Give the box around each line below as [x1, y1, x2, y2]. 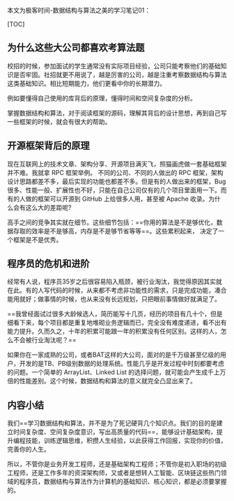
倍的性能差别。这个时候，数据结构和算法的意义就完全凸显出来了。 [7, 377, 196, 385]
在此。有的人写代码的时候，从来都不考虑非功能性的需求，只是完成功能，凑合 [7, 286, 227, 295]
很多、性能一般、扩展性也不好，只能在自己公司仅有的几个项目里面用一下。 [7, 185, 221, 194]
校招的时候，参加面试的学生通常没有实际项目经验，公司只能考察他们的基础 [7, 61, 221, 70]
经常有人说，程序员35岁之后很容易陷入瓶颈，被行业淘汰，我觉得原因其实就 [7, 277, 222, 286]
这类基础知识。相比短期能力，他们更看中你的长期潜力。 [7, 79, 166, 87]
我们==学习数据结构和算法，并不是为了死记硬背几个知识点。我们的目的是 [7, 419, 217, 427]
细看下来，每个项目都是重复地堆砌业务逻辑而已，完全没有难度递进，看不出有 [7, 318, 227, 327]
